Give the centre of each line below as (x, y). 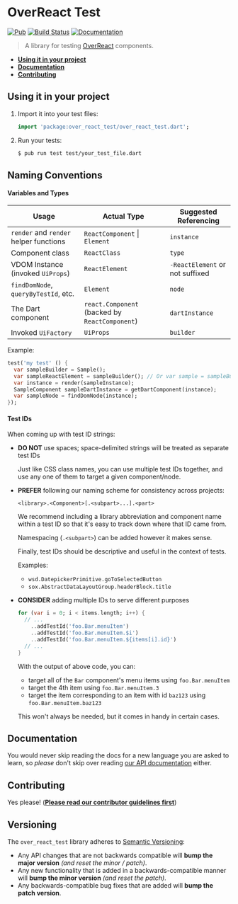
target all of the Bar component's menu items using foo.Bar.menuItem (129, 680)
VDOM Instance (37, 265)
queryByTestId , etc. (42, 294)
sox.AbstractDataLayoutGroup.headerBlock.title (100, 587)
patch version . (39, 893)
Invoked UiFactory (41, 333)
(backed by (103, 312)
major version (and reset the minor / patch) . (82, 863)
